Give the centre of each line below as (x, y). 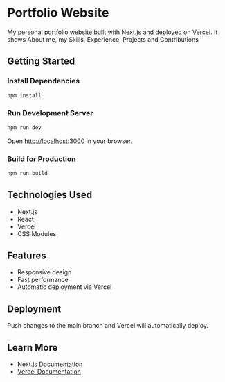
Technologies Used (49, 195)
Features (27, 256)
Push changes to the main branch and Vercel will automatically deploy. (108, 326)
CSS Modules (37, 233)
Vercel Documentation (49, 372)
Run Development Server (50, 113)
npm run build (28, 173)
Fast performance (43, 280)
